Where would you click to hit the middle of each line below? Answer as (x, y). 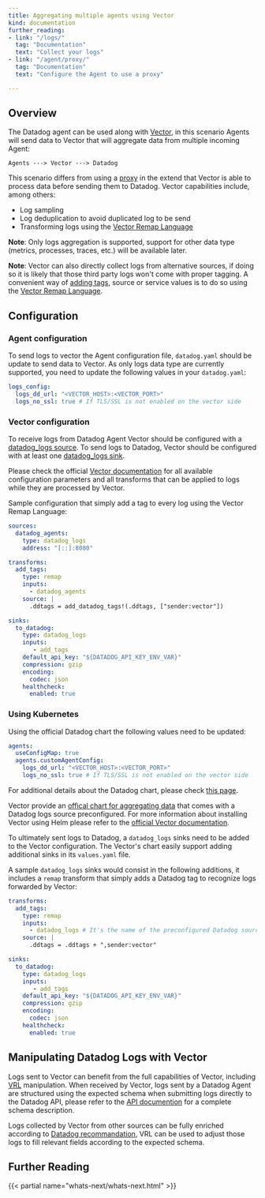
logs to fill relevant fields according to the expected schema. (106, 1142)
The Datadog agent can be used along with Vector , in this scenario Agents (129, 132)
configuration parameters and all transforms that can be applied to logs (124, 479)
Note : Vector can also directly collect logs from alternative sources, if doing (131, 266)
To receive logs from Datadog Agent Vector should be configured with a (125, 439)
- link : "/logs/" (37, 38)
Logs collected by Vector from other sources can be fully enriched (116, 1125)
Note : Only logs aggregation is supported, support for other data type (121, 242)
